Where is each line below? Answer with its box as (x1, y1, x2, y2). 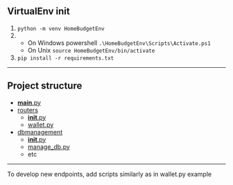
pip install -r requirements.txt (17, 55, 114, 62)
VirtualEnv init (7, 6, 71, 17)
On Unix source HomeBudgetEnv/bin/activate (27, 46, 155, 54)
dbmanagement (17, 127, 63, 136)
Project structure (7, 80, 83, 92)
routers (17, 105, 38, 114)
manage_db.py (27, 142, 71, 151)
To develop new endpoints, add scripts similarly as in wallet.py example (7, 170, 212, 178)
